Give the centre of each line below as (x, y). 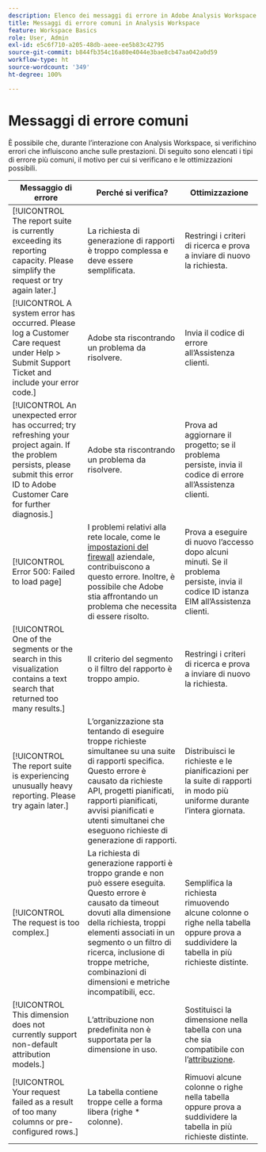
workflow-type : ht (38, 60)
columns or (33, 1121)
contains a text (40, 679)
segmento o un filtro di (129, 942)
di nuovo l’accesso (219, 542)
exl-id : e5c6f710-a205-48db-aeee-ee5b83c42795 (86, 45)
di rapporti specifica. (126, 760)
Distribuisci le (210, 751)
